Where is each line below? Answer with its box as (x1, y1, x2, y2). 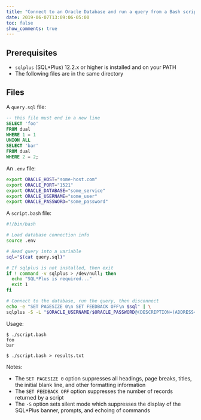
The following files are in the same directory (14, 70, 124, 77)
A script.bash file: (6, 209, 52, 217)
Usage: (6, 320, 24, 327)
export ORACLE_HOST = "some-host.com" (6, 176, 98, 182)
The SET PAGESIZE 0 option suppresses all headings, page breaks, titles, (14, 374, 193, 382)
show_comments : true (6, 25, 58, 32)
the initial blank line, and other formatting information (14, 381, 146, 388)
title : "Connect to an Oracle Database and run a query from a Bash (6, 8, 181, 15)
